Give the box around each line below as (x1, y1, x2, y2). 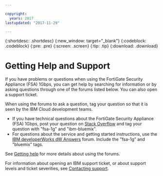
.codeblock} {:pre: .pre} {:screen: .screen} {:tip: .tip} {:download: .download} (5, 43, 158, 49)
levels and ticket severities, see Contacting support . (5, 166, 109, 172)
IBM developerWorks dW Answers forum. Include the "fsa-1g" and (12, 137, 145, 142)
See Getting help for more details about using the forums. (5, 151, 120, 157)
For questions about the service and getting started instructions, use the (12, 131, 157, 137)
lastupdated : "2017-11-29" (5, 20, 60, 25)
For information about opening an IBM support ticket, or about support (5, 160, 146, 166)
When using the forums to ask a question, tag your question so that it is (5, 101, 148, 107)
